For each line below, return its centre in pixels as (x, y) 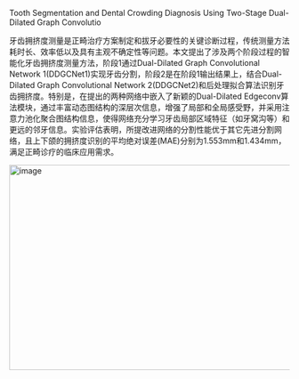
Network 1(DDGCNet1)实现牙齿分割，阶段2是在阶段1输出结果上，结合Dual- (146, 74)
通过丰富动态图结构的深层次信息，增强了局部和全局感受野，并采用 (161, 107)
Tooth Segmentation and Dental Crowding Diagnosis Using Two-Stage (138, 13)
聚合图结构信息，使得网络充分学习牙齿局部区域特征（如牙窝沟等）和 (165, 118)
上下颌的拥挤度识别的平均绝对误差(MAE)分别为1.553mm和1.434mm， (159, 141)
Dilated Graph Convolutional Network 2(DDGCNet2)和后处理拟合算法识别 (143, 85)
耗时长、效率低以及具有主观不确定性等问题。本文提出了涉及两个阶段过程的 (145, 52)
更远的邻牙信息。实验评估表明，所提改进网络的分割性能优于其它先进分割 (141, 129)
